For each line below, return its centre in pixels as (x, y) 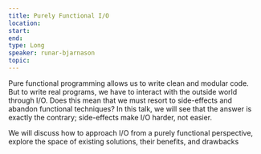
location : (25, 23)
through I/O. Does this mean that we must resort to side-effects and (120, 100)
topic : (19, 61)
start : (19, 30)
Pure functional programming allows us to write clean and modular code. (128, 83)
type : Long (27, 46)
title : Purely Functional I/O (59, 16)
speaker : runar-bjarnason (51, 53)
